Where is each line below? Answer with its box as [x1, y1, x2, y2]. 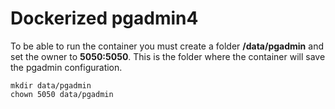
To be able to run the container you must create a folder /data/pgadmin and [10, 40, 324, 52]
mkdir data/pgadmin [10, 80, 92, 91]
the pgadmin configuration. [10, 61, 123, 73]
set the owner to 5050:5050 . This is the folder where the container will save [10, 50, 326, 62]
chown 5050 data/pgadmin [10, 89, 114, 99]
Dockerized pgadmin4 [10, 7, 199, 30]
